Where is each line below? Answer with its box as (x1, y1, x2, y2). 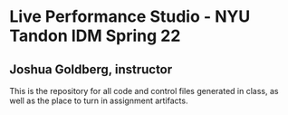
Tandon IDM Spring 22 (9, 25, 181, 46)
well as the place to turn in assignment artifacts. (9, 95, 188, 106)
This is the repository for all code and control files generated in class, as (9, 86, 279, 96)
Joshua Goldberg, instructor (9, 62, 173, 77)
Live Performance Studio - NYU (9, 6, 251, 27)
